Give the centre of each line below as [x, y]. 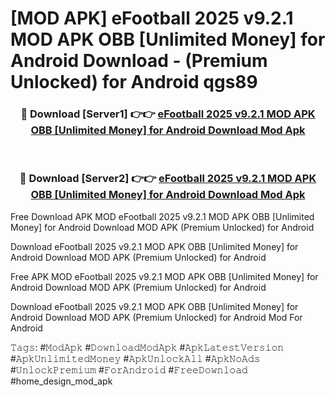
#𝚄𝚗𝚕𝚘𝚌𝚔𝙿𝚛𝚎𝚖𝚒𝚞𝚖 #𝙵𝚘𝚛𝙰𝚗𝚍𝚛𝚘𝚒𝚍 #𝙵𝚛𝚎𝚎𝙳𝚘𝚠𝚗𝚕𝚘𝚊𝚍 [129, 369]
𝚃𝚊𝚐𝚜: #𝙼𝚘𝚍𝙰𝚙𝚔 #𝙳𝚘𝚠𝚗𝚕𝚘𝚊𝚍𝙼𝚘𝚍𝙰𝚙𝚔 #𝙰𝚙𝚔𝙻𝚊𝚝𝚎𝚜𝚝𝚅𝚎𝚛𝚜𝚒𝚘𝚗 [147, 347]
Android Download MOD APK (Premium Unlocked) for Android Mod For [156, 317]
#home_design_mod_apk [61, 381]
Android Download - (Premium [139, 61]
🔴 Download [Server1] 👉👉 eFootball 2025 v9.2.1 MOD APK [168, 114]
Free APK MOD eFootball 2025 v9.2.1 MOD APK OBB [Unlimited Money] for [164, 276]
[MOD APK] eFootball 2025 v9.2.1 [152, 18]
